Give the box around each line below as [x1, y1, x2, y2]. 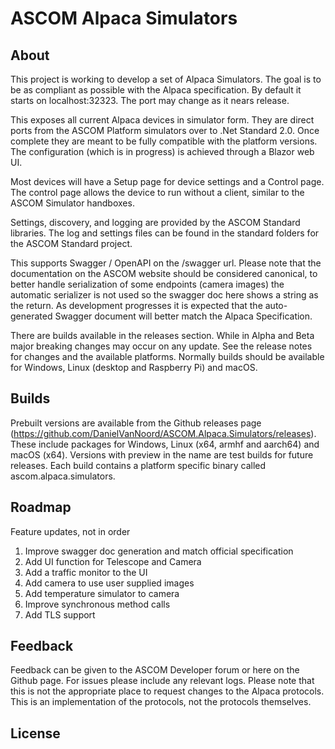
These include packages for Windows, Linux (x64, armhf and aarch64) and [10, 438, 320, 450]
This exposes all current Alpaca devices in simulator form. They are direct [10, 114, 315, 126]
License [10, 725, 61, 742]
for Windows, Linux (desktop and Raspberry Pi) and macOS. [10, 362, 258, 373]
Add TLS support [24, 608, 96, 621]
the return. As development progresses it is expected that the [10, 300, 263, 311]
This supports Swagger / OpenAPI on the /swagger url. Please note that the [10, 257, 322, 269]
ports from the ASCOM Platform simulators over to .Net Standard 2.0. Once [10, 125, 320, 136]
